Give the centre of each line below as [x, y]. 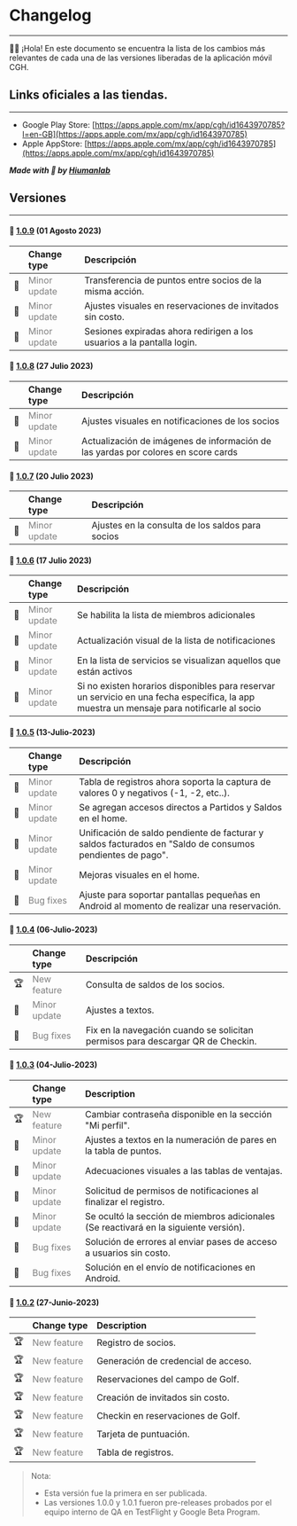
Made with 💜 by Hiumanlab [60, 170]
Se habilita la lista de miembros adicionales [166, 615]
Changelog [50, 16]
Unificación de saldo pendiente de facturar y [171, 833]
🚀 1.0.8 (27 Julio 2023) [51, 366]
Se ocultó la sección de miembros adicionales [180, 1216]
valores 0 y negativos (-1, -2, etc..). [154, 793]
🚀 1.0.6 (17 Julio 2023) [51, 560]
